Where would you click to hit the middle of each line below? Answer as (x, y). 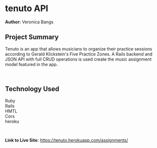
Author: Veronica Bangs (29, 22)
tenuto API (27, 8)
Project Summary (32, 37)
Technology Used (32, 89)
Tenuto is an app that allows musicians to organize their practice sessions (79, 49)
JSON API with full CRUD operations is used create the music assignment (78, 59)
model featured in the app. (31, 64)
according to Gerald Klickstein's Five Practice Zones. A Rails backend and (79, 54)
